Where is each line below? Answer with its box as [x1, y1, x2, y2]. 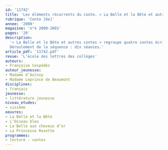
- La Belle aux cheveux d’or [5, 123, 66, 128]
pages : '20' [5, 30, 30, 35]
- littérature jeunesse [5, 95, 55, 100]
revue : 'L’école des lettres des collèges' [5, 53, 97, 59]
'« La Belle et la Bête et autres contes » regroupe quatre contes [9, 40, 153, 45]
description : [5, 35, 32, 40]
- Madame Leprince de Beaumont [5, 77, 70, 82]
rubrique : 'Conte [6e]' [5, 16, 55, 21]
